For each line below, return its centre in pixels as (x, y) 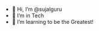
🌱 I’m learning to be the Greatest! (53, 22)
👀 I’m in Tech (28, 15)
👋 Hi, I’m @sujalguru (37, 9)
